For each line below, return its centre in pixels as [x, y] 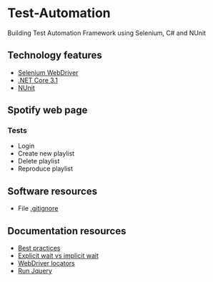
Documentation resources [67, 231]
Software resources [53, 191]
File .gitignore [38, 208]
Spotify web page [48, 110]
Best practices [39, 248]
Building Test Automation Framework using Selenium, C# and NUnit [106, 33]
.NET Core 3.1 [38, 80]
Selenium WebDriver [48, 72]
